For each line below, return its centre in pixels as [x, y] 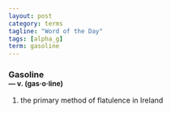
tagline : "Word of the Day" [56, 31]
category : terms [36, 24]
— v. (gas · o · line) [36, 84]
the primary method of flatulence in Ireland [92, 100]
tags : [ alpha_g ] [36, 39]
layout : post [30, 16]
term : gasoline [34, 46]
